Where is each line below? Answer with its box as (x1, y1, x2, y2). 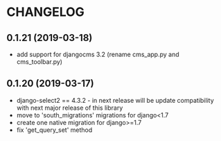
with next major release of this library (16, 103, 123, 112)
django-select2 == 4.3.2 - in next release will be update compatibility (16, 96, 214, 104)
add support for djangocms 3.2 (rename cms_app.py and (16, 50, 179, 58)
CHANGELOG (6, 4, 85, 20)
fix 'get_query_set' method (16, 126, 93, 134)
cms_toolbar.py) (16, 58, 63, 66)
